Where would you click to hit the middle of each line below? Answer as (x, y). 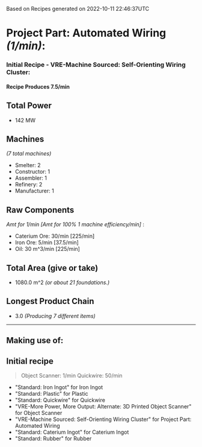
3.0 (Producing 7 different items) (55, 315)
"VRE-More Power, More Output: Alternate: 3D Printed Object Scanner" (103, 406)
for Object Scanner (38, 413)
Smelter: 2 (28, 165)
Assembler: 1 (31, 178)
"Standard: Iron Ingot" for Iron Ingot (59, 387)
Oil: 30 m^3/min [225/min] (47, 249)
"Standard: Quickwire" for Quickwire (60, 400)
